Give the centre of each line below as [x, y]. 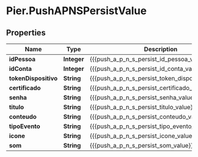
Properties [26, 33]
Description [161, 49]
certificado [25, 88]
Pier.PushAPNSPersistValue [77, 11]
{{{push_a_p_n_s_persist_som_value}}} [143, 145]
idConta [21, 69]
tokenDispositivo [33, 78]
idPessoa [22, 59]
